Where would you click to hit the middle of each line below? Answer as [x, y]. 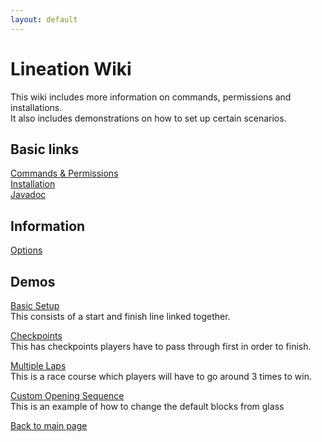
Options [26, 250]
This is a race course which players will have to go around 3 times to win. [161, 376]
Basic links [45, 149]
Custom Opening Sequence [67, 395]
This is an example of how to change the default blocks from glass [147, 406]
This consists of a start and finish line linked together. [120, 316]
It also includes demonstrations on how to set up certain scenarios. [148, 118]
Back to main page [49, 425]
